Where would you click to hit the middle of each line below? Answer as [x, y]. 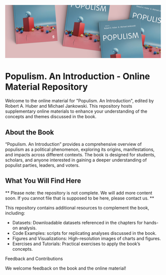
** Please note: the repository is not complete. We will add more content [79, 193]
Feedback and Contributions [34, 259]
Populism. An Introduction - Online [78, 76]
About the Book [30, 132]
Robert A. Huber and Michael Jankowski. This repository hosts [69, 106]
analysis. [28, 228]
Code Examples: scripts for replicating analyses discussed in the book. [84, 233]
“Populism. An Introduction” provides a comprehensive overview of [73, 144]
